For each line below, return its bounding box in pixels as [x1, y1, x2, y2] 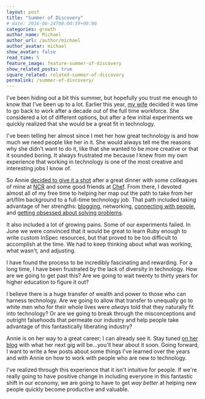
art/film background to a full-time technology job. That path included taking [6, 196, 196, 203]
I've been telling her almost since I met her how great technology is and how [6, 132, 199, 140]
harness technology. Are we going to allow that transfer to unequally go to [6, 297, 193, 304]
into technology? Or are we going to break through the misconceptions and [6, 310, 196, 317]
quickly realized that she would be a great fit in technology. [6, 120, 155, 127]
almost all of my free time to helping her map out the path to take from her [6, 189, 193, 197]
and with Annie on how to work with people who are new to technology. [6, 354, 187, 362]
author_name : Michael [6, 32, 62, 38]
